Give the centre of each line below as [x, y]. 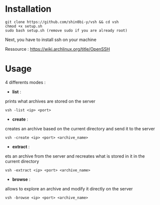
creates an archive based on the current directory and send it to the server [80, 128]
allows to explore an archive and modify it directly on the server [69, 188]
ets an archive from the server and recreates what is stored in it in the [75, 156]
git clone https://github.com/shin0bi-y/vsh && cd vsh [62, 22]
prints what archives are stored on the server [50, 101]
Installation [28, 9]
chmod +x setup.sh [24, 26]
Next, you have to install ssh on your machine [51, 40]
